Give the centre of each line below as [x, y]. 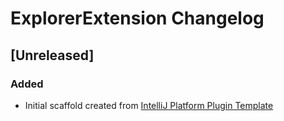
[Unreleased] [52, 55]
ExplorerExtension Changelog [137, 18]
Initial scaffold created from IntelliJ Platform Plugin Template [149, 105]
